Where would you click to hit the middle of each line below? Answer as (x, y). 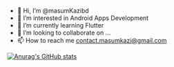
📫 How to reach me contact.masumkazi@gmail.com (92, 40)
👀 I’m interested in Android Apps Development (83, 18)
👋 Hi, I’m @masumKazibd (53, 11)
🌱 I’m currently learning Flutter (60, 25)
